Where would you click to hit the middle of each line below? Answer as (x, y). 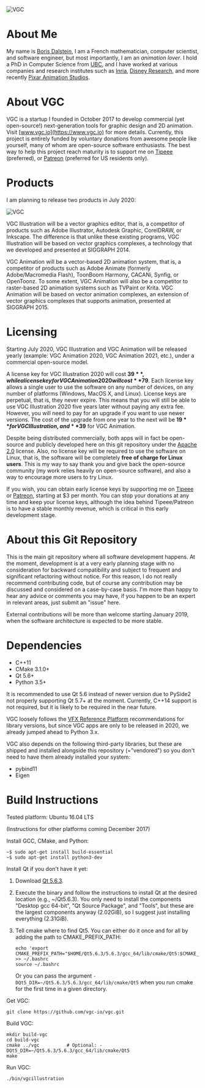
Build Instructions (53, 800)
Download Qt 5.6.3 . (39, 881)
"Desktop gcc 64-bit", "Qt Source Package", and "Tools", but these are (104, 905)
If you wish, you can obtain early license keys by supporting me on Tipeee (100, 489)
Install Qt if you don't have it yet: (47, 868)
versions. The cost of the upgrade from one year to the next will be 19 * (96, 419)
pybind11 (26, 768)
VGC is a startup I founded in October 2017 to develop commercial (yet (95, 119)
